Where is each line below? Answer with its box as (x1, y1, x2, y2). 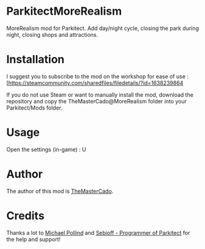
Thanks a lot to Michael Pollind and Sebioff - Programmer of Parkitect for (6, 229, 190, 236)
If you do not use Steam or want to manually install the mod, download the (6, 91, 194, 98)
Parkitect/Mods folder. (6, 104, 63, 111)
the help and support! (6, 236, 61, 243)
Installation (6, 53, 65, 67)
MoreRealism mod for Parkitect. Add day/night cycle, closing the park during (6, 24, 199, 32)
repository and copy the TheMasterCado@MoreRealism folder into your (6, 97, 187, 105)
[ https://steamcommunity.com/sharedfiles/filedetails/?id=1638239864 (6, 79, 184, 86)
